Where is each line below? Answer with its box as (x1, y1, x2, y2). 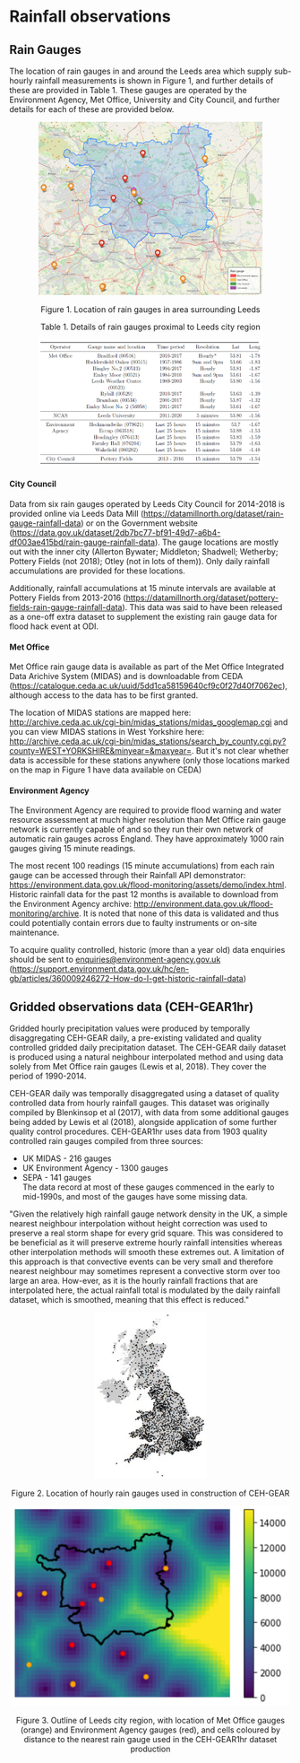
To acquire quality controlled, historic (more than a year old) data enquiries (9, 945, 286, 956)
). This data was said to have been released (122, 602, 283, 612)
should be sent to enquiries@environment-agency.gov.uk (9, 954, 221, 965)
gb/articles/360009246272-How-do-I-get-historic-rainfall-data (9, 973, 244, 984)
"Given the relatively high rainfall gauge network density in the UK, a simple (9, 1209, 288, 1219)
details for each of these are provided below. (9, 104, 175, 114)
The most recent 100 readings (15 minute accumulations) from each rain (9, 860, 275, 871)
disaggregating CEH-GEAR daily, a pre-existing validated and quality (9, 1033, 262, 1043)
